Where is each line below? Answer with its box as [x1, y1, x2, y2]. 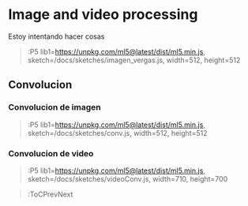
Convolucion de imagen [8, 102, 101, 113]
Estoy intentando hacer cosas [8, 32, 105, 41]
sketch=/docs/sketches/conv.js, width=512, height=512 [27, 128, 208, 137]
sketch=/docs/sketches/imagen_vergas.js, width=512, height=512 [27, 55, 241, 65]
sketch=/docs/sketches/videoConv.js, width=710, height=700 [27, 174, 228, 183]
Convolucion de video [8, 148, 94, 159]
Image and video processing [8, 6, 198, 24]
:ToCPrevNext [27, 189, 73, 199]
